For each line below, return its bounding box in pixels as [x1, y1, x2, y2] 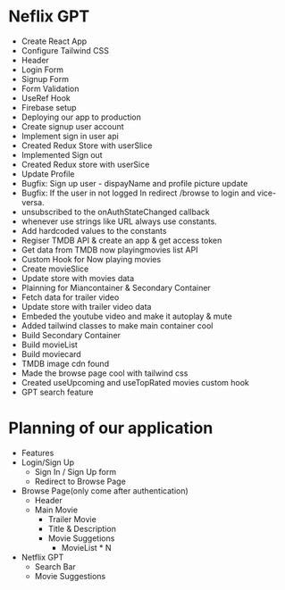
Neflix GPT [8, 6, 90, 27]
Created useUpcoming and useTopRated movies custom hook [21, 377, 249, 387]
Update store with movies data [21, 272, 135, 283]
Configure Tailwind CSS [21, 45, 109, 55]
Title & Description [47, 523, 117, 534]
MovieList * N [61, 542, 113, 553]
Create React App [21, 36, 88, 46]
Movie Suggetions [47, 533, 115, 544]
